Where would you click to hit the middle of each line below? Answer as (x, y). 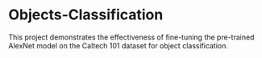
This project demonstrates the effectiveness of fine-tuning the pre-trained (131, 37)
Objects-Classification (86, 15)
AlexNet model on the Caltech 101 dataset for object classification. (118, 45)
